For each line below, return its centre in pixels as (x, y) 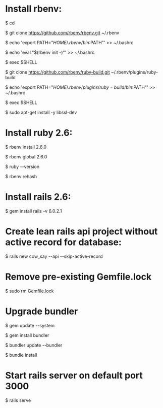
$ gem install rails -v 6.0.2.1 (34, 211)
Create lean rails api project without (82, 231)
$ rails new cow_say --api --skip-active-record (54, 256)
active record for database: (64, 242)
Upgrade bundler (42, 311)
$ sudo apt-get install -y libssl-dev (41, 112)
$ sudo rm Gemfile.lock (30, 291)
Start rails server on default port (74, 375)
